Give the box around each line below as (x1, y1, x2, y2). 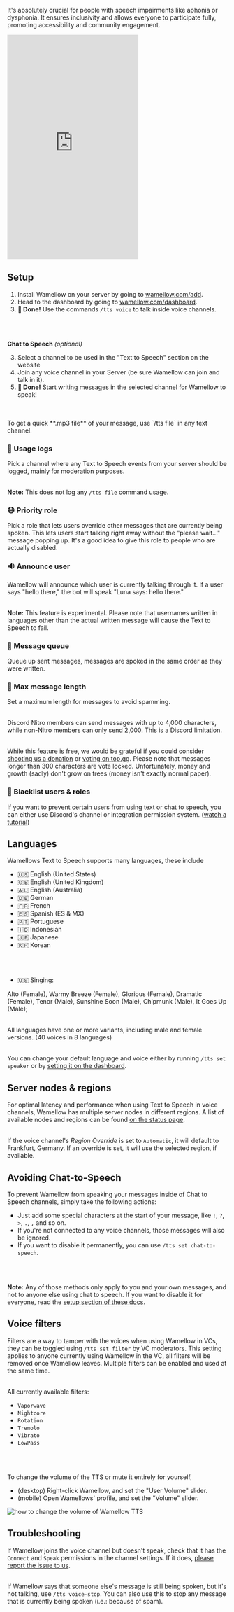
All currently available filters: (7, 1387, 89, 1396)
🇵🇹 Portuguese (17, 917, 64, 926)
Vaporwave (17, 1402, 47, 1409)
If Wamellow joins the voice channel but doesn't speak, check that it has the (7, 1546, 226, 1555)
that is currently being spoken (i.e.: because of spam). (7, 1597, 163, 1605)
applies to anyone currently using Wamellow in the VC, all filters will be (7, 1351, 211, 1360)
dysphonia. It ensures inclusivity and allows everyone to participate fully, (7, 13, 217, 22)
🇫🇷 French (17, 902, 51, 910)
